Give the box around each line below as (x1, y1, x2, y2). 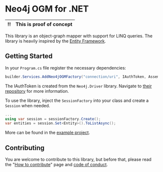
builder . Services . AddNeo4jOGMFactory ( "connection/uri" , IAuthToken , (5, 74, 147, 79)
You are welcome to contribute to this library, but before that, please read (5, 157, 152, 162)
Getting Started (5, 52, 53, 60)
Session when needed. (5, 102, 50, 108)
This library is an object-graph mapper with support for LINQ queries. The (5, 33, 153, 39)
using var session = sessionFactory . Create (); (5, 116, 101, 121)
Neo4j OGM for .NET (5, 3, 89, 14)
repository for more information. (5, 88, 69, 94)
